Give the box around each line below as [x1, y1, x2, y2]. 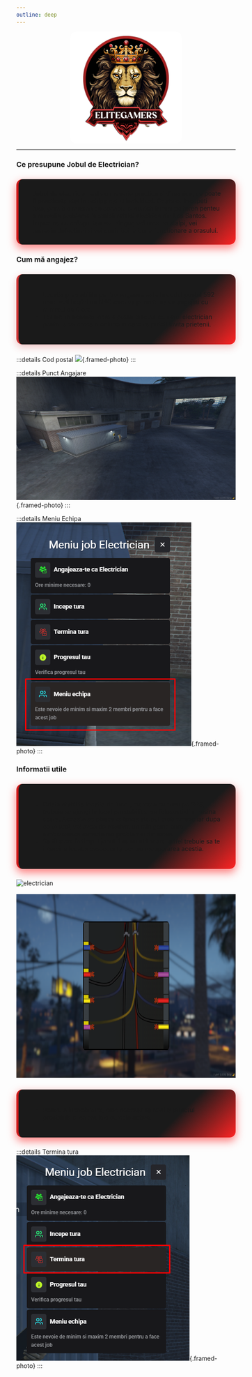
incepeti [184, 196, 207, 205]
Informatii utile [16, 764, 67, 774]
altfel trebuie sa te [168, 837, 220, 845]
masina [195, 807, 216, 815]
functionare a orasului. [154, 226, 219, 234]
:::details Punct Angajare [16, 368, 87, 377]
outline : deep [16, 11, 58, 18]
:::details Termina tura [16, 1147, 79, 1156]
